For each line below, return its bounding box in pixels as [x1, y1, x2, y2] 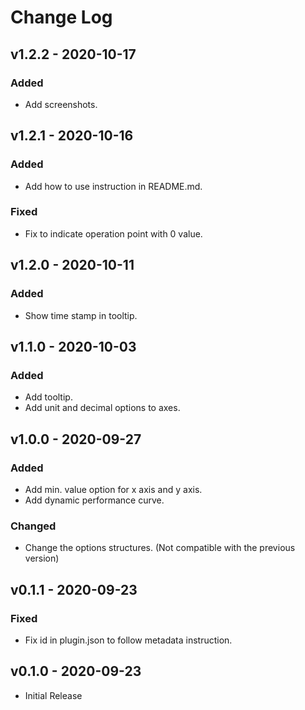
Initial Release [24, 689, 83, 701]
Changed [10, 519, 57, 533]
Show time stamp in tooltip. [24, 309, 138, 321]
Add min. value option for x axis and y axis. [24, 483, 203, 495]
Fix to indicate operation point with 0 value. [24, 227, 203, 240]
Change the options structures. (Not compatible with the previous [24, 542, 296, 554]
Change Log [10, 6, 113, 29]
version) [24, 552, 60, 565]
